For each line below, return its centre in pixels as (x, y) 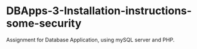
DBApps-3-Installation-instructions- (99, 11)
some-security (44, 23)
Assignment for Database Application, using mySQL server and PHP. (90, 40)
